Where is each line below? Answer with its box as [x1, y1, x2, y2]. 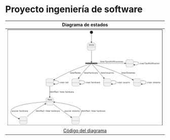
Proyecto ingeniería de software [5, 4, 143, 15]
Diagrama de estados [62, 22, 108, 28]
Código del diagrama [63, 128, 107, 134]
